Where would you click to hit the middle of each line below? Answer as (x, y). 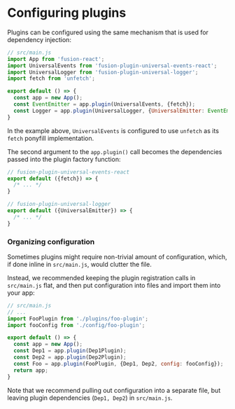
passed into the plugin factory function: (64, 159)
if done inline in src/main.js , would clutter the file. (79, 264)
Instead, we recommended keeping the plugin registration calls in (101, 277)
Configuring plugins (67, 13)
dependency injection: (40, 39)
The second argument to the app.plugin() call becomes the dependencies (115, 151)
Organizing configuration (51, 242)
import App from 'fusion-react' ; (56, 59)
